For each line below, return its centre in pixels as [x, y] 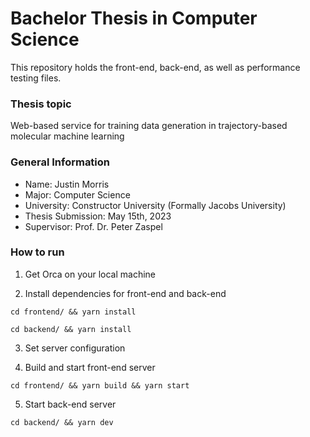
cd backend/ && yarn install [71, 329]
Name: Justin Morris [67, 184]
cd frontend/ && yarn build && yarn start [100, 385]
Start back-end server [70, 404]
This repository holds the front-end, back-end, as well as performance [155, 67]
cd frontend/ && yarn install [73, 312]
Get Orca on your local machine [90, 274]
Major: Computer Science [77, 194]
